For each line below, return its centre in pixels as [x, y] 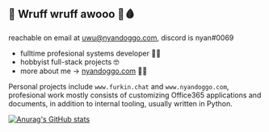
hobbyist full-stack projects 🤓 [69, 62]
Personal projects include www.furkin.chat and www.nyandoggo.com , [119, 86]
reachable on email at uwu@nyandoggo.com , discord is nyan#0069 [121, 37]
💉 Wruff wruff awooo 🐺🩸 [72, 14]
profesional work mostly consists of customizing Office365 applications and [135, 95]
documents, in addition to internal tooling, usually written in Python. [120, 103]
